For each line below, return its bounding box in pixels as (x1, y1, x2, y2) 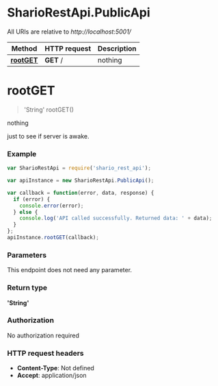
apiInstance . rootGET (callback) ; (7, 234, 99, 241)
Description (98, 43, 137, 53)
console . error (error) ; (19, 202, 84, 209)
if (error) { (13, 195, 51, 203)
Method (11, 43, 38, 53)
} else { (13, 208, 38, 215)
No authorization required (7, 331, 80, 339)
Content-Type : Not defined (16, 364, 94, 372)
